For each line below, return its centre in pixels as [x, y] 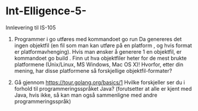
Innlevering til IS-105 [31, 27]
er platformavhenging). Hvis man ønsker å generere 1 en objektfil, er [98, 51]
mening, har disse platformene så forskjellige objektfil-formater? [93, 70]
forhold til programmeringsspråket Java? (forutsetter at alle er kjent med [103, 88]
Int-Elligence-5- [46, 11]
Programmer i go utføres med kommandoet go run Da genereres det [98, 39]
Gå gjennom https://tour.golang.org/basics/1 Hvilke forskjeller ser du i [100, 82]
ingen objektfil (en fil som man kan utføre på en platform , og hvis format [103, 45]
